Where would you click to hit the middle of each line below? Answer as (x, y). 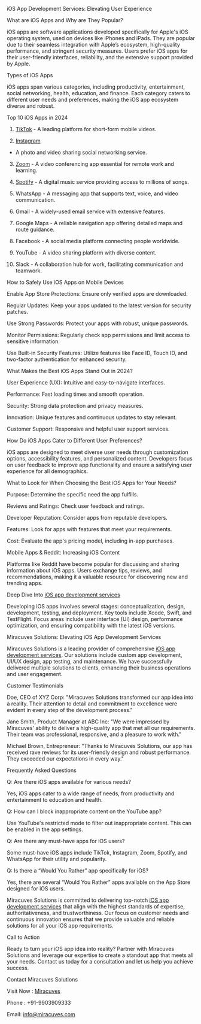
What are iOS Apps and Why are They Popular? (65, 20)
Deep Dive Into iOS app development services (63, 595)
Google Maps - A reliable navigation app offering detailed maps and (99, 223)
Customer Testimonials (35, 686)
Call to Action (23, 937)
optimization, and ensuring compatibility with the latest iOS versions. (91, 625)
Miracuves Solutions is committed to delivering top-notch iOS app (88, 900)
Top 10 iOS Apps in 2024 (37, 117)
